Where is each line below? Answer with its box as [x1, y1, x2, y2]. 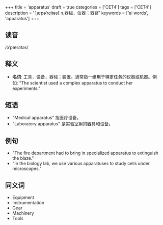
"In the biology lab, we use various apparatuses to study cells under [12, 161, 150, 167]
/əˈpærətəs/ [5, 44, 28, 50]
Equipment [12, 195, 34, 200]
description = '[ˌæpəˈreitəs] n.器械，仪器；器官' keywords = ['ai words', [5, 10, 149, 16]
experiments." [12, 85, 41, 91]
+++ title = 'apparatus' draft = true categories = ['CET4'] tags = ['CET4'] [5, 4, 151, 10]
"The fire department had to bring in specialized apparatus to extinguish [12, 150, 159, 156]
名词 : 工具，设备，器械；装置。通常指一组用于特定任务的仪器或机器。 [12, 74, 153, 80]
